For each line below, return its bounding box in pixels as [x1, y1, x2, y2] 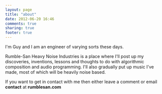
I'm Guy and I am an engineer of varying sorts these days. [5, 44, 124, 49]
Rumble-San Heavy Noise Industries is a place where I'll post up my [5, 53, 144, 59]
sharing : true [5, 26, 35, 31]
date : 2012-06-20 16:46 [5, 16, 55, 21]
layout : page [5, 7, 32, 12]
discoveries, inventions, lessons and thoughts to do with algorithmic [5, 59, 145, 64]
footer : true [5, 30, 32, 35]
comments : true [5, 21, 37, 26]
